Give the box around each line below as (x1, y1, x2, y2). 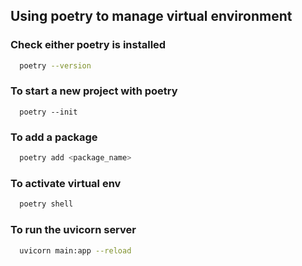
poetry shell (19, 199, 74, 209)
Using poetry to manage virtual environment (10, 8, 293, 25)
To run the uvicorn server (10, 223, 137, 237)
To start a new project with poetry (10, 84, 178, 98)
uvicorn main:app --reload (19, 245, 132, 256)
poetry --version (19, 60, 92, 71)
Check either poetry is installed (10, 38, 167, 52)
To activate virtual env (10, 176, 122, 190)
